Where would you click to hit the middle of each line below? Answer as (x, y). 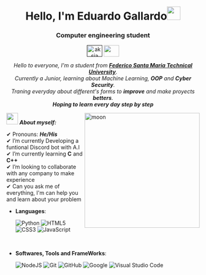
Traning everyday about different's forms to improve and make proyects (103, 91)
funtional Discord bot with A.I (43, 148)
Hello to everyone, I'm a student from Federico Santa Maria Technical (103, 66)
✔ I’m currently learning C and (44, 154)
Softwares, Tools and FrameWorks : (61, 254)
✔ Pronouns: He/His (32, 134)
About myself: (38, 122)
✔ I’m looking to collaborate (41, 167)
